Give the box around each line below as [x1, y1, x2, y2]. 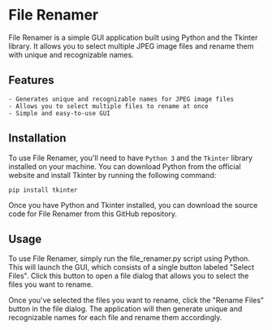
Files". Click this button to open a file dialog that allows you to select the [8, 271, 249, 281]
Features [8, 73, 54, 87]
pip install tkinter [8, 185, 79, 194]
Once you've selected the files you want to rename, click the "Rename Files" [8, 295, 265, 306]
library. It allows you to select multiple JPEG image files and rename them [8, 41, 254, 50]
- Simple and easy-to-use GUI [8, 109, 111, 117]
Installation [8, 132, 67, 145]
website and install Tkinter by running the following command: [8, 170, 217, 180]
